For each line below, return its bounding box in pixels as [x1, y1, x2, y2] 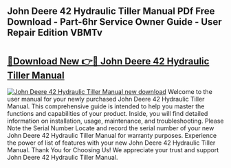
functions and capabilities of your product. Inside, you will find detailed [7, 110, 208, 117]
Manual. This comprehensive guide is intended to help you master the [7, 102, 205, 110]
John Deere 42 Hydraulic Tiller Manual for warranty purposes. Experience [7, 132, 217, 139]
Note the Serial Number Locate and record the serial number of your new [7, 124, 214, 132]
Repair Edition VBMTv [7, 27, 103, 38]
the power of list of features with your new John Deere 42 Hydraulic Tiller [7, 139, 216, 147]
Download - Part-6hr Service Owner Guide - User [7, 16, 222, 28]
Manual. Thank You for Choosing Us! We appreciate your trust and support [7, 146, 219, 154]
